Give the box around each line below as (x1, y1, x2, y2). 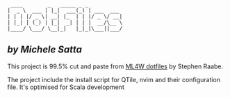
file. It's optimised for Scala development (7, 83, 125, 91)
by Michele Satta (7, 43, 82, 56)
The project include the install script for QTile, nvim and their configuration (7, 75, 221, 84)
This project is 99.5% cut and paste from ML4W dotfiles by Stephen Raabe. (7, 62, 224, 70)
